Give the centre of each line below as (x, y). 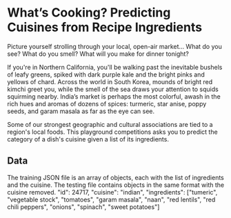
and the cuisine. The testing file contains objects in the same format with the (116, 185)
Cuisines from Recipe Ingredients (104, 27)
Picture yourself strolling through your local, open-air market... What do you (114, 46)
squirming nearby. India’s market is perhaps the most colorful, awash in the (114, 96)
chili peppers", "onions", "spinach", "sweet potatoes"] (83, 207)
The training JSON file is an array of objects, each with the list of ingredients (115, 177)
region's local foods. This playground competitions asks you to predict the (113, 132)
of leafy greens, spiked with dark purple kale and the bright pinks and (106, 75)
